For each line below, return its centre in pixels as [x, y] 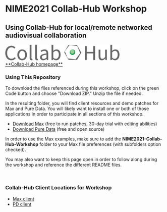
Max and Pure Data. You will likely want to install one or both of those [77, 109]
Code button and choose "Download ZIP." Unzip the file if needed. [74, 93]
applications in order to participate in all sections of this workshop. [74, 114]
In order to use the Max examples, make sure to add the [63, 139]
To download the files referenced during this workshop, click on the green [82, 88]
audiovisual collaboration [46, 35]
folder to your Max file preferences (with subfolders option [100, 144]
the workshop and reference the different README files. [64, 165]
